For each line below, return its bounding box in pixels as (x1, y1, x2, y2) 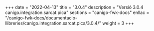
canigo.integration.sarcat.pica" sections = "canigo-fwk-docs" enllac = (5, 9, 150, 15)
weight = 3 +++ (102, 20, 135, 26)
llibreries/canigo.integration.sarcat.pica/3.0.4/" (5, 20, 101, 26)
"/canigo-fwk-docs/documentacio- (5, 15, 78, 20)
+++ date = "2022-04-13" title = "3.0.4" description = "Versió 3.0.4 (5, 4, 144, 10)
